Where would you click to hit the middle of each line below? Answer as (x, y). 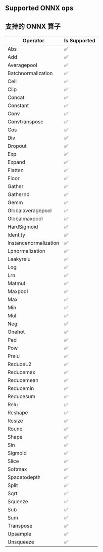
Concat (16, 97)
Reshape (18, 413)
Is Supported (80, 41)
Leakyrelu (19, 259)
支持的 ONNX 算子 (33, 26)
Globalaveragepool (30, 211)
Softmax (17, 469)
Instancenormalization (33, 243)
